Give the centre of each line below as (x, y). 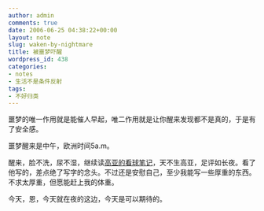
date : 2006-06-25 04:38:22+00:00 (63, 30)
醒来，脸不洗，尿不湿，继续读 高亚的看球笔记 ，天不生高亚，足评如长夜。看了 (132, 163)
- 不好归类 (24, 96)
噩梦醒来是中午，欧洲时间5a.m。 (61, 146)
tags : (17, 89)
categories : (27, 67)
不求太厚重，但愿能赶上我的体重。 (63, 183)
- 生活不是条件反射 (35, 81)
